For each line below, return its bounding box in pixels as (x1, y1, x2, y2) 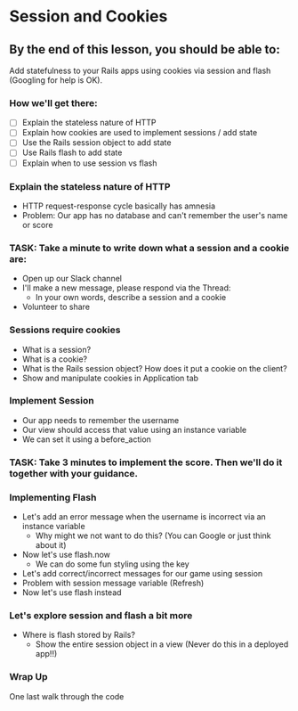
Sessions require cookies (9, 323, 121, 336)
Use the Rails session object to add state (21, 137, 172, 148)
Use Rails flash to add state (21, 147, 123, 158)
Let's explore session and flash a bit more (9, 609, 193, 621)
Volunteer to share (21, 301, 91, 313)
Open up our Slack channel (21, 274, 123, 284)
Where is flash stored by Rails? (21, 630, 136, 641)
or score (21, 219, 53, 230)
